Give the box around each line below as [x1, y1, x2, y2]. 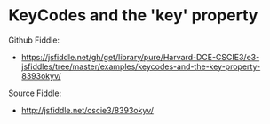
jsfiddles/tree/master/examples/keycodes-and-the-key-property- [20, 61, 261, 72]
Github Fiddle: [8, 35, 60, 45]
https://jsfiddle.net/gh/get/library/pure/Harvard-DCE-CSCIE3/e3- [20, 51, 260, 62]
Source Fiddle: [8, 88, 62, 98]
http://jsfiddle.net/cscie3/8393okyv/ [20, 105, 155, 115]
